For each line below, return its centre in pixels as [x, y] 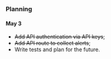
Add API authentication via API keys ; [59, 37]
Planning [19, 9]
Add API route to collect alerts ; [52, 43]
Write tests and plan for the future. [57, 49]
